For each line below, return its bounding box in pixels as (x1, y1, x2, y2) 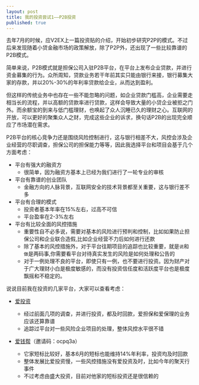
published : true (6, 20, 46, 26)
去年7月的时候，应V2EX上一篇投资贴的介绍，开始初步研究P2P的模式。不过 (6, 37, 188, 44)
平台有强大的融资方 (14, 161, 62, 168)
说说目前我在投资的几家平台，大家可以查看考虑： (6, 285, 126, 292)
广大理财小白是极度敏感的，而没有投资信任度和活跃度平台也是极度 (28, 265, 190, 272)
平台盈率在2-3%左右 (23, 213, 74, 220)
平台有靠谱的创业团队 (14, 176, 67, 183)
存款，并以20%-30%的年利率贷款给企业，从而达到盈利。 (16, 79, 156, 86)
